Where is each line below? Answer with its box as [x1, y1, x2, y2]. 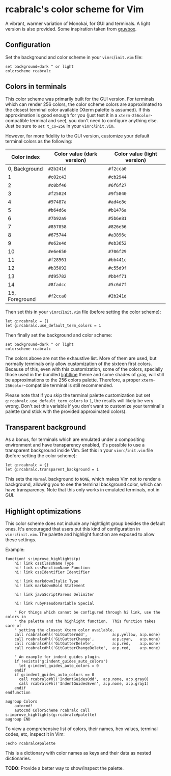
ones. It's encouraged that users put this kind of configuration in [5, 526, 140, 532]
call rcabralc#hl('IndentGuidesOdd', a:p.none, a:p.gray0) [18, 677, 149, 682]
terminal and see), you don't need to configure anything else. [30, 117, 158, 123]
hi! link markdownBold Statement [14, 583, 85, 589]
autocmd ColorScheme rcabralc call [14, 708, 90, 713]
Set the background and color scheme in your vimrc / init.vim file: [5, 54, 143, 60]
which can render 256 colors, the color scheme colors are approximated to [5, 101, 162, 107]
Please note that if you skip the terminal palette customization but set [5, 392, 151, 398]
